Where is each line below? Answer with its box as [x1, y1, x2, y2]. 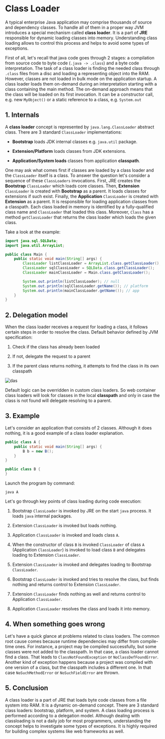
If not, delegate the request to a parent [12, 353, 91, 359]
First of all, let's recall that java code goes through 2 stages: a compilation [5, 55, 155, 60]
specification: [5, 335, 33, 341]
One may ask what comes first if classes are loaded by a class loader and [5, 167, 154, 173]
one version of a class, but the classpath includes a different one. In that [5, 664, 151, 670]
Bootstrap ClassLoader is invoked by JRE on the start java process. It [12, 508, 151, 513]
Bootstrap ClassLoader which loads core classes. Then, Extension [5, 183, 140, 189]
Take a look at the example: [5, 229, 61, 235]
